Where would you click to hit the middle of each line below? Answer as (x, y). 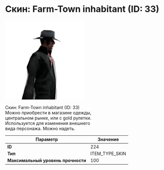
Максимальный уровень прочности (47, 161)
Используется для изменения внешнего (48, 123)
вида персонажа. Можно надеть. (40, 128)
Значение (108, 139)
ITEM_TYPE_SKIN (108, 153)
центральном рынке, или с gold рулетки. (48, 118)
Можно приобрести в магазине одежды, (48, 113)
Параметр (47, 139)
